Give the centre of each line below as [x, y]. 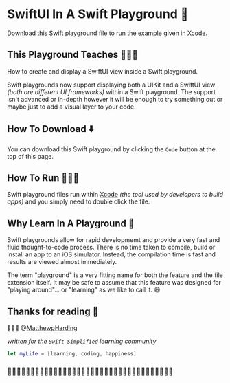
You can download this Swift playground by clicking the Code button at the [112, 149]
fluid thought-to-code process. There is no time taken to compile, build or [111, 248]
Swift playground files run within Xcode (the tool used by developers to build [115, 195]
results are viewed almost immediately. [62, 262]
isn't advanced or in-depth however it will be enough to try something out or [115, 99]
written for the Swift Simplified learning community [82, 341]
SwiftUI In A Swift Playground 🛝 [98, 14]
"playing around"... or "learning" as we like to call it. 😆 [84, 290]
